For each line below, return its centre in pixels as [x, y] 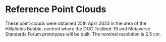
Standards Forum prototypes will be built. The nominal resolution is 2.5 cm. [83, 34]
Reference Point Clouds [56, 9]
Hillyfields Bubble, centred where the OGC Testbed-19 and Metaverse [78, 28]
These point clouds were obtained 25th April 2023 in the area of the [76, 23]
